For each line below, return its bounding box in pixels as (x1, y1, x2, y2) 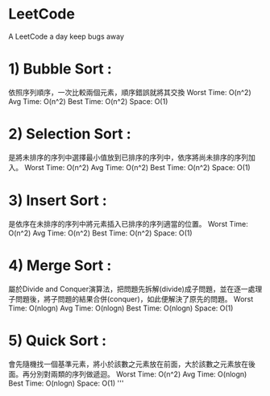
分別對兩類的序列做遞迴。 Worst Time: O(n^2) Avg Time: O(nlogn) (29, 369, 247, 379)
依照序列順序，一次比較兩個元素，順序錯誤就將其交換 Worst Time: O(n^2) (8, 87, 251, 97)
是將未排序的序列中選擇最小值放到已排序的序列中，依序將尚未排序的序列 (8, 152, 248, 162)
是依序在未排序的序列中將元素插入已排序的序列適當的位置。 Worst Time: (8, 219, 248, 228)
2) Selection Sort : (8, 125, 131, 144)
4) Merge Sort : (8, 256, 112, 274)
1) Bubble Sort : (8, 60, 113, 78)
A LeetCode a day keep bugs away (8, 31, 125, 41)
